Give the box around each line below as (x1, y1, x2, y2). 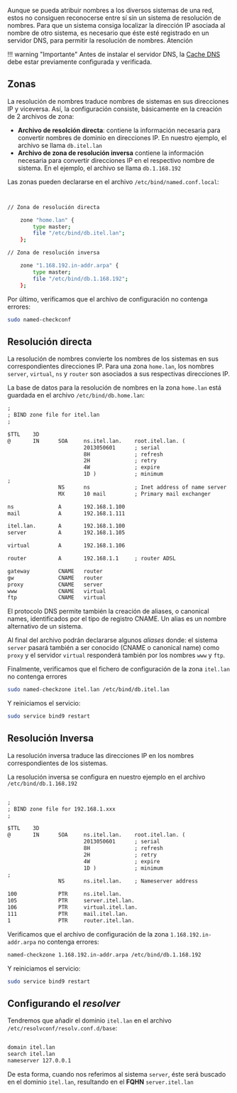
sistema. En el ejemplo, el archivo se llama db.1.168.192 (17, 164, 182, 172)
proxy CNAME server (7, 581, 103, 588)
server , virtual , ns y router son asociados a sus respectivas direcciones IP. (7, 370, 231, 378)
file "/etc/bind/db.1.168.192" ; (33, 275, 129, 282)
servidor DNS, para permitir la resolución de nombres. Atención (7, 36, 193, 45)
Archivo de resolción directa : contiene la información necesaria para (17, 126, 221, 134)
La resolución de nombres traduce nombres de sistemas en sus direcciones (7, 97, 229, 105)
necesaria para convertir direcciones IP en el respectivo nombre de (17, 156, 215, 164)
